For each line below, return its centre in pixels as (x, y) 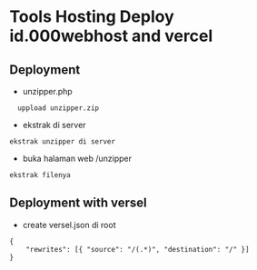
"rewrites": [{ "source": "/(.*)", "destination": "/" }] (138, 249)
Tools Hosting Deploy (92, 17)
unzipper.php (47, 91)
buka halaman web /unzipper (77, 158)
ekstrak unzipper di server (63, 142)
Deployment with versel (78, 203)
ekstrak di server (54, 125)
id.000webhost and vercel (111, 36)
